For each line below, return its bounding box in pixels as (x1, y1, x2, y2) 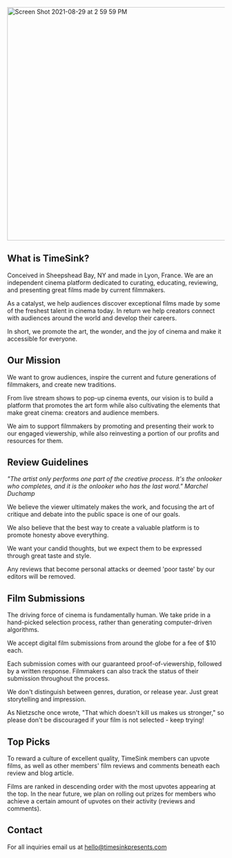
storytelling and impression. (7, 695, 86, 704)
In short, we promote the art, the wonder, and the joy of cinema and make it (7, 327, 222, 335)
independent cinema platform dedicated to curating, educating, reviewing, (7, 278, 219, 286)
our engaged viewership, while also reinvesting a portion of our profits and (7, 429, 220, 438)
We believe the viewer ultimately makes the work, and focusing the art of (7, 503, 215, 511)
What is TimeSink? (7, 252, 90, 265)
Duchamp (7, 489, 36, 498)
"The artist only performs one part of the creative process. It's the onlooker (7, 475, 222, 483)
